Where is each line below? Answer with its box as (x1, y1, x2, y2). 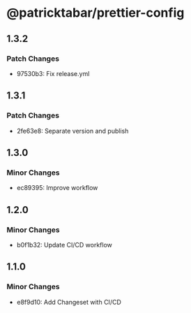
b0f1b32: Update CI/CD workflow (16, 240, 113, 249)
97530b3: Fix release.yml (16, 69, 90, 78)
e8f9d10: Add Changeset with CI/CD (16, 298, 121, 306)
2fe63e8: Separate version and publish (16, 126, 129, 135)
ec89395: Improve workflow (16, 184, 98, 192)
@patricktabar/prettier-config (6, 5, 185, 21)
